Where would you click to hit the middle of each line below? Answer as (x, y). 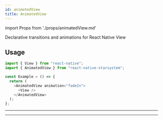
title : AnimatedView (26, 14)
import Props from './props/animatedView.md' (51, 28)
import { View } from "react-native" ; (44, 63)
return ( (18, 81)
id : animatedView (23, 9)
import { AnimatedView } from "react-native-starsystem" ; (65, 68)
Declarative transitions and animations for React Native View (65, 37)
